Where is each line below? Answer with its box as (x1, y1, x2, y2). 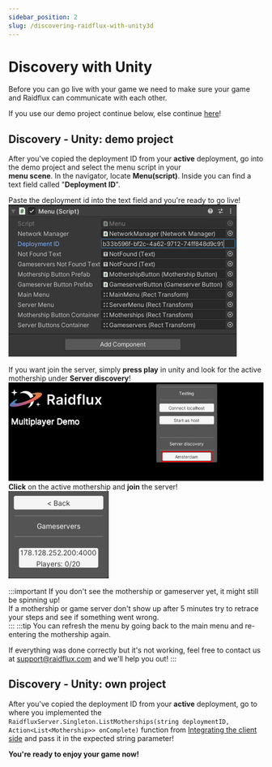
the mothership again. (37, 630, 112, 640)
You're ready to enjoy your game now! (8, 749, 139, 759)
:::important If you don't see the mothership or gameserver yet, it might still (8, 587, 259, 597)
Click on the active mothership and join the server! (8, 482, 178, 492)
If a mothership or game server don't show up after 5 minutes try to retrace (8, 604, 259, 614)
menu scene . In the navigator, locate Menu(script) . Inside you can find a (8, 171, 252, 181)
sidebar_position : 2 (8, 13, 79, 21)
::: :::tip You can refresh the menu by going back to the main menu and (8, 621, 244, 631)
